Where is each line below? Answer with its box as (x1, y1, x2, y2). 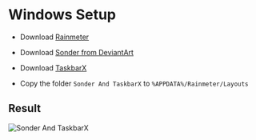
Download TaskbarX (19, 62, 87, 73)
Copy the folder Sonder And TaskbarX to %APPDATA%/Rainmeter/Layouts (19, 78, 250, 88)
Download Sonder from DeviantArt (19, 47, 134, 57)
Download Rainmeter (19, 32, 90, 42)
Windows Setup (8, 6, 116, 24)
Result (8, 102, 42, 115)
